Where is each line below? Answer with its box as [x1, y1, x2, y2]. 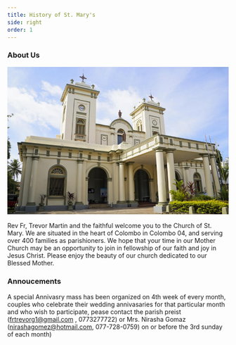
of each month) [7, 330, 52, 338]
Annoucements [7, 277, 62, 287]
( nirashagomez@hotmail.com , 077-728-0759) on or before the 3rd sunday [7, 322, 223, 331]
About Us [7, 50, 40, 60]
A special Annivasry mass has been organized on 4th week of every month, [7, 292, 226, 301]
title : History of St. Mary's [7, 11, 96, 18]
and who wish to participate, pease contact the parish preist [7, 307, 181, 316]
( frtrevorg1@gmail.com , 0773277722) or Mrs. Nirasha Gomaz [7, 315, 186, 323]
